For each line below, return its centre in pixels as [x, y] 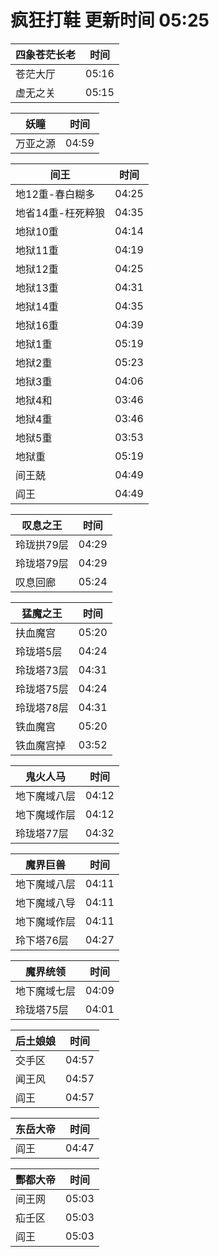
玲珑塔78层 [42, 708]
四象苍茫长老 [46, 54]
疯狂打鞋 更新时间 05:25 [110, 20]
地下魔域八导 [46, 903]
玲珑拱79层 [42, 544]
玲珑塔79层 [42, 563]
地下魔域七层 [46, 991]
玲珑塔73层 [42, 670]
